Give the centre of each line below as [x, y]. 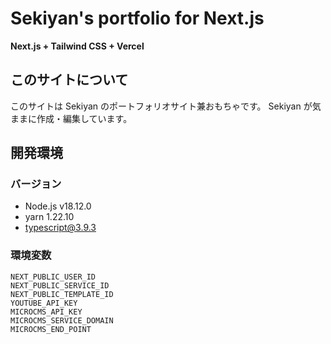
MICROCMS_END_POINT [51, 329]
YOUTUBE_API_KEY [44, 303]
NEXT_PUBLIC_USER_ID [53, 277]
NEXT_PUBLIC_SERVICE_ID [60, 285]
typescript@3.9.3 [60, 228]
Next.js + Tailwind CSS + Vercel [77, 46]
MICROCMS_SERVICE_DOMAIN [62, 320]
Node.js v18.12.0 [58, 206]
